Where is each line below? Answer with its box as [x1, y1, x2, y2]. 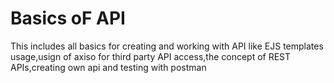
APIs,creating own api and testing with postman [10, 61, 207, 73]
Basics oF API [10, 7, 126, 30]
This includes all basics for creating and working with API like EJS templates [10, 40, 324, 52]
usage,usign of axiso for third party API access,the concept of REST [10, 50, 292, 62]
